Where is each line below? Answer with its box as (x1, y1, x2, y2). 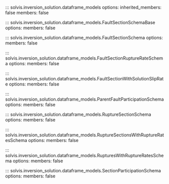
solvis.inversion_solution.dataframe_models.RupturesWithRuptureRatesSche (5, 153, 164, 158)
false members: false (5, 10, 49, 16)
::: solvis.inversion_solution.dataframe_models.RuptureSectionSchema (5, 111, 151, 117)
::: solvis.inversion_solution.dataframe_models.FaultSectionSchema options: (5, 35, 163, 40)
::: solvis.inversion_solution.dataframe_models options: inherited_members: (5, 5, 162, 10)
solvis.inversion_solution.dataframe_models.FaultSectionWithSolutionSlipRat (5, 76, 164, 81)
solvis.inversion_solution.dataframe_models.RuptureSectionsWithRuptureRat (5, 132, 164, 138)
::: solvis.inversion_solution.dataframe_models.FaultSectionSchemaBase (5, 20, 155, 25)
